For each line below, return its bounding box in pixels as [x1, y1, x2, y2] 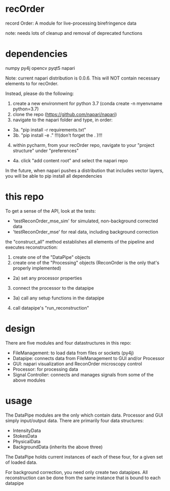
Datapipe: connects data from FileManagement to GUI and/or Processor [12, 355, 165, 361]
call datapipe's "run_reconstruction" [12, 305, 90, 311]
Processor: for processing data [12, 366, 78, 372]
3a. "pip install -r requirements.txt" [12, 126, 87, 133]
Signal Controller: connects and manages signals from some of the [12, 371, 154, 377]
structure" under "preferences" [12, 147, 79, 154]
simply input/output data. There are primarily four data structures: [5, 417, 144, 424]
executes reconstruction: [5, 244, 58, 250]
